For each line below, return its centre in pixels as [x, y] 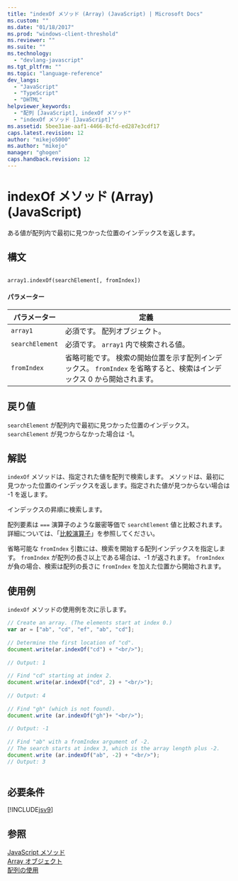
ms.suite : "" [27, 47]
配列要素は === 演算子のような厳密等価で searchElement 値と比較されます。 [117, 525]
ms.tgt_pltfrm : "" [34, 67]
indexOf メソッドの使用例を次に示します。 [69, 610]
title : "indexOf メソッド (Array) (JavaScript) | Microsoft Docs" [105, 14]
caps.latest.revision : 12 [45, 133]
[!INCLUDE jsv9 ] [30, 810]
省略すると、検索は [169, 368]
